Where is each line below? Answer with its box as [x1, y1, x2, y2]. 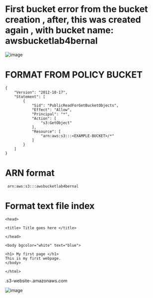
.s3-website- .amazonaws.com [5, 278, 68, 284]
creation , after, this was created [5, 14, 141, 25]
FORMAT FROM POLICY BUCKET [5, 69, 143, 81]
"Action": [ [31, 116, 57, 121]
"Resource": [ [31, 129, 61, 134]
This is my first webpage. [5, 256, 61, 261]
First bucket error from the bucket [5, 3, 148, 15]
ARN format [5, 168, 55, 179]
